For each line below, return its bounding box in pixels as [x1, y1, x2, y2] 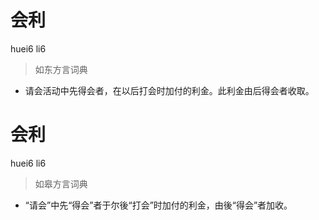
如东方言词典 [34, 63, 88, 75]
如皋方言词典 [34, 177, 88, 190]
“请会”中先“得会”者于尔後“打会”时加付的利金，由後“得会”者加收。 [24, 199, 293, 211]
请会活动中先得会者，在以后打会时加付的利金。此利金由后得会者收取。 [24, 84, 315, 96]
